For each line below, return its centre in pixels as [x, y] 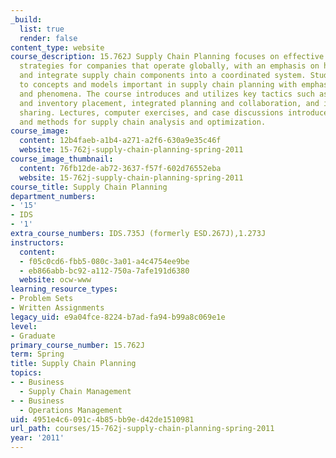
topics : [26, 373]
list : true [42, 29]
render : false [48, 38]
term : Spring [37, 354]
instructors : [37, 242]
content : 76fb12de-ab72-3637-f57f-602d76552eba [120, 168]
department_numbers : [53, 196]
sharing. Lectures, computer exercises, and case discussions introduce [174, 112]
